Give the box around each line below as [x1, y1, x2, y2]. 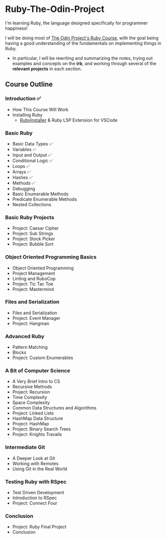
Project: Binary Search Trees [12, 426, 71, 432]
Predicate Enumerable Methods [12, 196, 77, 202]
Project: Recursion [12, 389, 51, 395]
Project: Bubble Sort [12, 241, 54, 247]
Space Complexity [12, 400, 50, 405]
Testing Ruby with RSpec [5, 478, 67, 485]
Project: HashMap [12, 421, 50, 427]
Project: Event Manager [12, 315, 60, 321]
